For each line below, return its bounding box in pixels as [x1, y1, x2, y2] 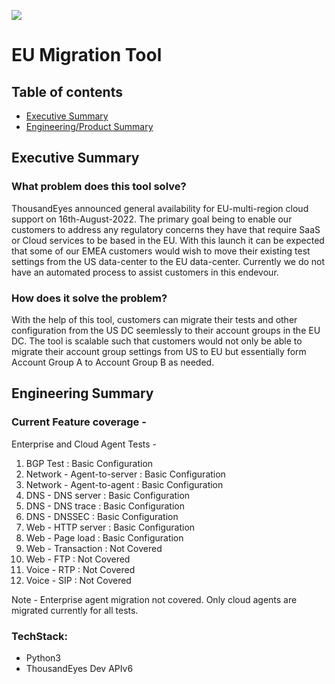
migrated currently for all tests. [11, 604, 139, 616]
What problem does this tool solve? [11, 180, 187, 194]
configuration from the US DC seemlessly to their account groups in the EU [11, 324, 321, 336]
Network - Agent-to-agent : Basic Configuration [25, 478, 224, 490]
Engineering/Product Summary [25, 121, 154, 132]
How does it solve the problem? [11, 291, 168, 305]
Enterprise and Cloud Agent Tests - [11, 438, 157, 450]
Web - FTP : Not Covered [25, 553, 131, 565]
